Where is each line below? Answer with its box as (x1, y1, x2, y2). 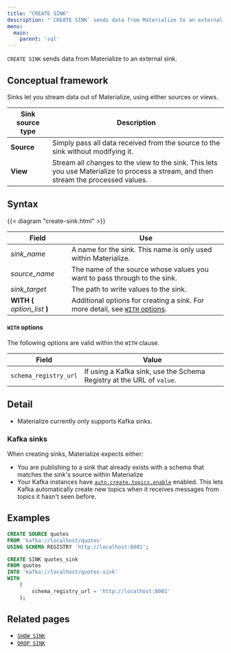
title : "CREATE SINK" (7, 10, 69, 17)
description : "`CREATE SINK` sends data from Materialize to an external (7, 17, 223, 23)
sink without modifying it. (52, 146, 134, 156)
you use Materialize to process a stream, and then (52, 166, 213, 176)
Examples (7, 512, 50, 524)
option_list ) (10, 304, 49, 313)
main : (13, 29, 30, 37)
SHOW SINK (16, 633, 46, 640)
